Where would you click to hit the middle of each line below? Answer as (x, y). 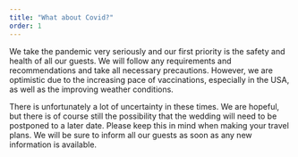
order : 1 (26, 26)
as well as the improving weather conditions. (92, 89)
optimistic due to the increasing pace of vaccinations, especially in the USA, (149, 79)
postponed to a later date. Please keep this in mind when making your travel (149, 125)
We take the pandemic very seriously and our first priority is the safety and (147, 51)
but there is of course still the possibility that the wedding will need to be (143, 116)
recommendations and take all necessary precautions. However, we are (141, 70)
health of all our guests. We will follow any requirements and (120, 61)
